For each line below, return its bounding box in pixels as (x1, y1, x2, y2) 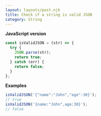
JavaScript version (5, 31, 46, 37)
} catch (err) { (10, 59, 44, 64)
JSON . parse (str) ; (14, 50, 52, 55)
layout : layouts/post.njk (5, 7, 60, 13)
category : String (5, 17, 42, 22)
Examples (5, 83, 27, 89)
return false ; (14, 64, 44, 69)
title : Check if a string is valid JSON (5, 12, 93, 17)
